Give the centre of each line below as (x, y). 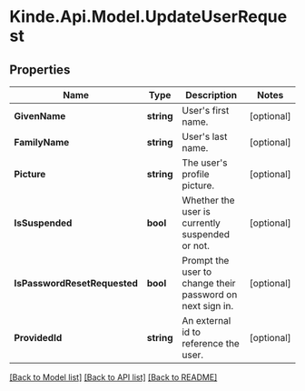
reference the (211, 343)
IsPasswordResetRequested (76, 283)
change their (208, 283)
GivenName (40, 116)
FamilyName (42, 142)
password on (209, 295)
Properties (40, 70)
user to (197, 272)
